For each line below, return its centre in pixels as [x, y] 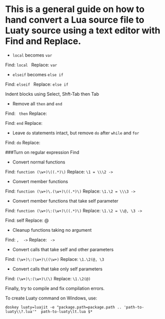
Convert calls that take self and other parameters [63, 249]
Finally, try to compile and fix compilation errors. [55, 288]
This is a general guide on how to [75, 9]
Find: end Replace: [24, 123]
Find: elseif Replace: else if [37, 84]
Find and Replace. [43, 41]
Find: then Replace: [26, 113]
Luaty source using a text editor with [83, 31]
